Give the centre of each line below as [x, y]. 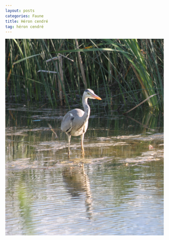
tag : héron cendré [24, 27]
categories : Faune [24, 16]
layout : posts [20, 11]
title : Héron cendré [27, 21]
